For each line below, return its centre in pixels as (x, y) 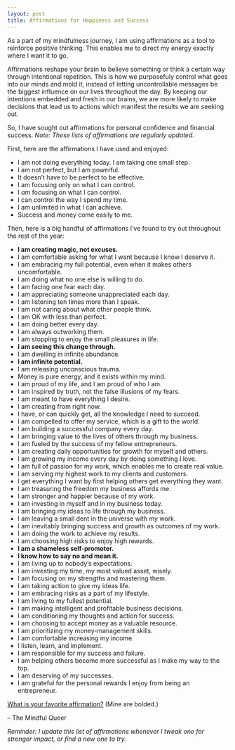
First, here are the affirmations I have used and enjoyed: (88, 148)
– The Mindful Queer (37, 718)
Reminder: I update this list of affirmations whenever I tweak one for (106, 731)
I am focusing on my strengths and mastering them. (92, 578)
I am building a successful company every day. (85, 428)
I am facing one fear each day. (61, 286)
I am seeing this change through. (66, 346)
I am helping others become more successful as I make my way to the (118, 660)
